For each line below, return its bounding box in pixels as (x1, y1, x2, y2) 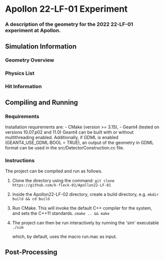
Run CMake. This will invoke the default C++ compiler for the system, (12, 205, 152, 211)
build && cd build (12, 197, 50, 202)
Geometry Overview (5, 57, 54, 64)
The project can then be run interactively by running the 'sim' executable (12, 220, 159, 226)
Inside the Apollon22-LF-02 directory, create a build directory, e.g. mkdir (12, 191, 159, 197)
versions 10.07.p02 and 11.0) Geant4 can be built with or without (5, 129, 134, 135)
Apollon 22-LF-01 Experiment (5, 3, 128, 15)
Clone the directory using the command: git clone (12, 178, 115, 184)
